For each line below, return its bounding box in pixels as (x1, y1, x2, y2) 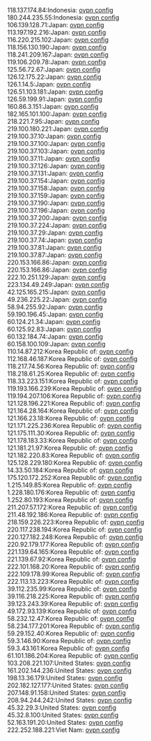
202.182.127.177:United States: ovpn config (7, 681, 129, 689)
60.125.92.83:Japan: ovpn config (7, 325, 102, 333)
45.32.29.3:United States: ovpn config (7, 703, 117, 712)
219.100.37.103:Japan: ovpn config (7, 147, 106, 155)
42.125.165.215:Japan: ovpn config (7, 288, 106, 296)
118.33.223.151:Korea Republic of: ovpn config (7, 377, 138, 385)
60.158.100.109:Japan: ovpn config (7, 340, 106, 348)
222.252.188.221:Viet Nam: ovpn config (7, 726, 120, 734)
